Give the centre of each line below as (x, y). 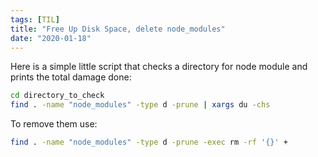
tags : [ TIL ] (35, 19)
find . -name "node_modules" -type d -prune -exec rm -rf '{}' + (149, 142)
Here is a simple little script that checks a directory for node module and (159, 67)
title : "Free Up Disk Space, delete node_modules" (118, 29)
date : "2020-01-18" (51, 38)
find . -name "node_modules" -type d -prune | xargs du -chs (140, 105)
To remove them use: (54, 124)
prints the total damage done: (71, 77)
